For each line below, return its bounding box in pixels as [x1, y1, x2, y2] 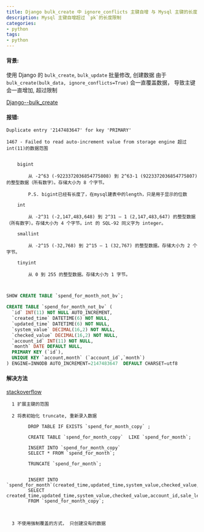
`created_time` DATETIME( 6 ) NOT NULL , [12, 316, 110, 322]
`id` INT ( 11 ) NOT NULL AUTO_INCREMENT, [12, 309, 113, 316]
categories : [6, 20, 36, 26]
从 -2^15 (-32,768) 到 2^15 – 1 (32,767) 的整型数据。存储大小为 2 [28, 243, 190, 249]
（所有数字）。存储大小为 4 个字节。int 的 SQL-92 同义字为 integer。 [6, 220, 166, 227]
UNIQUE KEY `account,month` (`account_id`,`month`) [12, 355, 146, 361]
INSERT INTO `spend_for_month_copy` [28, 445, 121, 451]
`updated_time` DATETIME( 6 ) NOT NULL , [12, 320, 110, 327]
